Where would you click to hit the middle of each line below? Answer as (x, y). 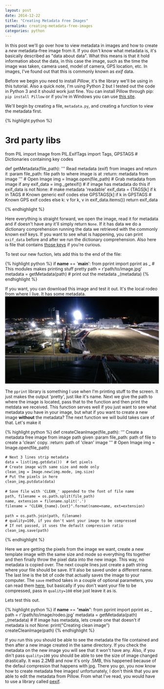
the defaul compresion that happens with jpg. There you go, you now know (81, 666)
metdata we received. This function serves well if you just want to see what (81, 407)
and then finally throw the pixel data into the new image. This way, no (75, 559)
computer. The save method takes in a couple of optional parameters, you (79, 580)
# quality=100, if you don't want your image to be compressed (71, 521)
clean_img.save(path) (27, 531)
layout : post (18, 10)
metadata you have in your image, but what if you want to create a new (76, 412)
